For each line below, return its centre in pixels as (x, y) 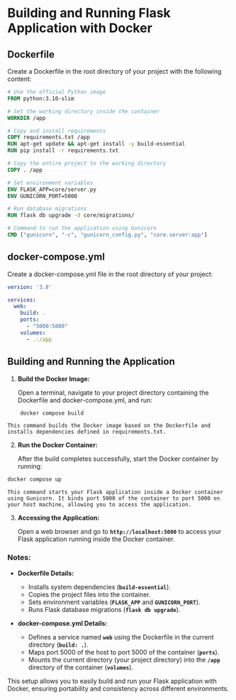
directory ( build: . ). (58, 645)
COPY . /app (25, 170)
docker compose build (52, 413)
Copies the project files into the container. (89, 594)
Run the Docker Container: (57, 445)
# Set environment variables (50, 182)
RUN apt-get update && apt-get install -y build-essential (96, 144)
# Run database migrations (47, 209)
